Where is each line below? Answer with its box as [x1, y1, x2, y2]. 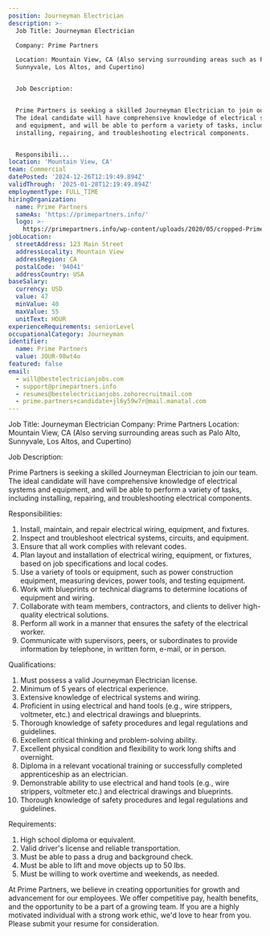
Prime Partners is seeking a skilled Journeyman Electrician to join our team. [8, 468, 259, 477]
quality [19, 610, 43, 620]
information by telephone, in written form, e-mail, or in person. [19, 645, 227, 654]
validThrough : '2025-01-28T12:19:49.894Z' [8, 180, 153, 188]
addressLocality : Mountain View [15, 247, 125, 256]
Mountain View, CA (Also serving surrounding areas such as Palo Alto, [8, 428, 241, 438]
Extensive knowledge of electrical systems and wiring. [19, 693, 201, 703]
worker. [19, 627, 46, 637]
